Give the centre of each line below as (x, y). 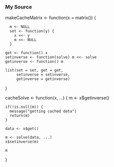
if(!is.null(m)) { (24, 107)
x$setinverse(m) (22, 142)
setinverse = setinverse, (43, 75)
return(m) (20, 116)
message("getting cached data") (43, 111)
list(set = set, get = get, (34, 71)
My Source (19, 7)
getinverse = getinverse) (43, 79)
